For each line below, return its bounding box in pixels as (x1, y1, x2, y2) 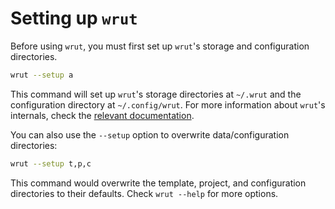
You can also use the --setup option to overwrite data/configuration (10, 128, 290, 141)
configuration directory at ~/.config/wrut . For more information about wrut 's (10, 98, 326, 111)
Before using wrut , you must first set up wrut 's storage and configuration (10, 40, 310, 52)
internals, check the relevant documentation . (10, 109, 195, 121)
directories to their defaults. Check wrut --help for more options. (10, 187, 279, 199)
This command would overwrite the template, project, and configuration (10, 177, 307, 189)
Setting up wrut (10, 7, 138, 30)
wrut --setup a (10, 70, 74, 80)
